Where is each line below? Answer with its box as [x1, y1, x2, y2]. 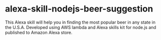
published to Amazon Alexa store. [5, 29, 73, 35]
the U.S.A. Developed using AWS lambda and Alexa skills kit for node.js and [5, 24, 157, 30]
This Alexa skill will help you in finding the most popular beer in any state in [5, 19, 156, 25]
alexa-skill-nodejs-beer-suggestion [5, 3, 153, 14]
